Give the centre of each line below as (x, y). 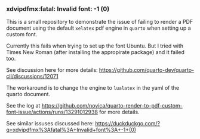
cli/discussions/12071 (32, 77)
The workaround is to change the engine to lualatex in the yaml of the (93, 88)
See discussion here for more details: (52, 70)
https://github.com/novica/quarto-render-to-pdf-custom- (112, 106)
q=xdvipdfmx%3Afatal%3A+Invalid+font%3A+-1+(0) (71, 130)
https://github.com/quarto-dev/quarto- (147, 70)
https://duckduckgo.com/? (128, 124)
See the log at (23, 106)
